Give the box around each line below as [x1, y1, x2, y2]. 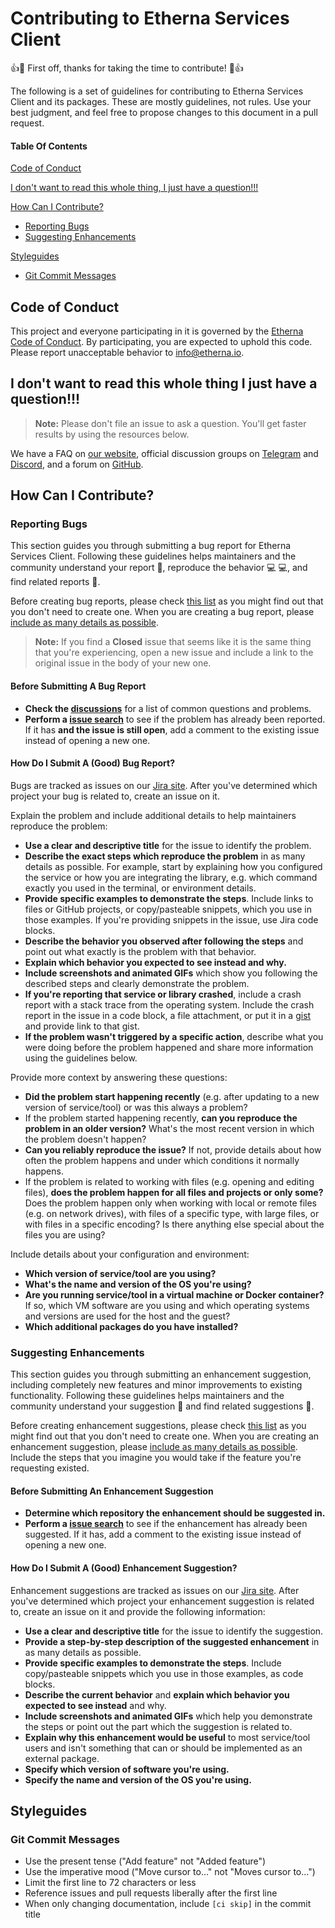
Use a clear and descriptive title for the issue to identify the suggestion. [24, 1625, 324, 1637]
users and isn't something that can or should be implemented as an [24, 1742, 303, 1754]
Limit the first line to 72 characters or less [24, 1877, 197, 1889]
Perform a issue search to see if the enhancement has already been [24, 1518, 308, 1530]
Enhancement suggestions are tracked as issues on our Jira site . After [10, 1584, 300, 1596]
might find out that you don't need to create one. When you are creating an [10, 1430, 320, 1442]
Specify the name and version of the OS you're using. [24, 1773, 252, 1786]
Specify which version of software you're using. [24, 1763, 230, 1775]
